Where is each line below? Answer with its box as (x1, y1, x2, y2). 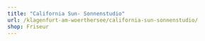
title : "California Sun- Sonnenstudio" (7, 10, 126, 17)
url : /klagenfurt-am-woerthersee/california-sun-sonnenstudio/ (7, 17, 199, 24)
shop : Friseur (7, 23, 50, 30)
